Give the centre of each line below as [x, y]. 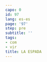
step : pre [16, 28]
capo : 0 [13, 10]
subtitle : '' [19, 33]
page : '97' [17, 24]
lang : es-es [18, 19]
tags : [11, 38]
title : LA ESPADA [23, 51]
